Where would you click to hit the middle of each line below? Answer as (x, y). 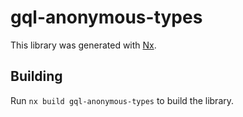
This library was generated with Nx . (83, 45)
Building (36, 76)
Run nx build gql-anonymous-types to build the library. (122, 100)
